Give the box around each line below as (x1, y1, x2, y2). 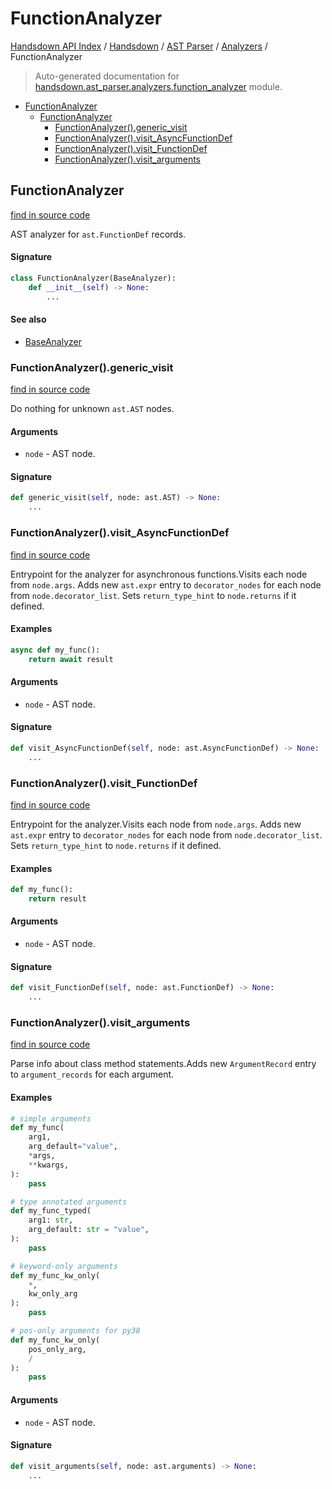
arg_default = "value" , (28, 1142, 118, 1152)
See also (10, 313, 47, 326)
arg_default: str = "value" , (28, 1225, 150, 1235)
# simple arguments (10, 1113, 92, 1124)
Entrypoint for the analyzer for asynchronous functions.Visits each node (10, 568, 308, 580)
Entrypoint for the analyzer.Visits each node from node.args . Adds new (10, 818, 302, 830)
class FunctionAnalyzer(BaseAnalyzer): (10, 273, 177, 283)
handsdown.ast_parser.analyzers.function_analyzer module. (34, 80, 283, 92)
